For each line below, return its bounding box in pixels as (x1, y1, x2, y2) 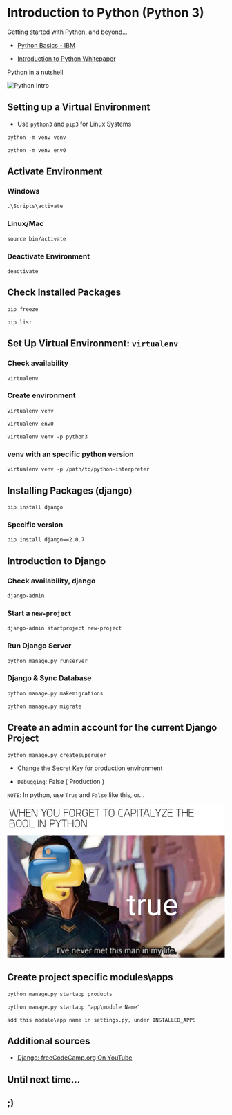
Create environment (7, 391, 76, 400)
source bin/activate (7, 235, 67, 243)
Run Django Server (7, 641, 72, 650)
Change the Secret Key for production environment (17, 764, 163, 772)
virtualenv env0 (7, 420, 54, 427)
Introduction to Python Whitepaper (17, 54, 116, 63)
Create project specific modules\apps (7, 971, 173, 983)
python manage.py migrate (7, 703, 81, 710)
